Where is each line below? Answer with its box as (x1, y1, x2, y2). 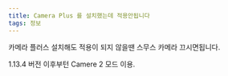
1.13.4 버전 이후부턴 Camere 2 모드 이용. (8, 59, 136, 69)
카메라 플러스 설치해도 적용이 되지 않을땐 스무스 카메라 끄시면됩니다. (8, 42, 221, 52)
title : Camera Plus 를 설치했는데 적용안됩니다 (8, 11, 150, 20)
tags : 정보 (8, 19, 42, 27)
